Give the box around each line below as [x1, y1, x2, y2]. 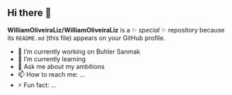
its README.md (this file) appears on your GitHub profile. [7, 33, 166, 42]
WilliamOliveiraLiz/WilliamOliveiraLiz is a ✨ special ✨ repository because [7, 25, 225, 34]
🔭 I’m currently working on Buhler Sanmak [17, 47, 141, 56]
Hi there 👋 [7, 7, 52, 19]
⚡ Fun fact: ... [17, 80, 57, 89]
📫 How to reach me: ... [17, 70, 86, 78]
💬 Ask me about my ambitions [17, 62, 105, 70]
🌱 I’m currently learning [17, 54, 86, 63]
